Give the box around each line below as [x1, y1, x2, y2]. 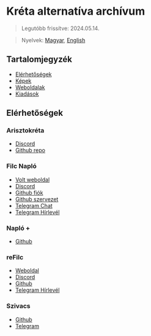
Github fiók [15, 189, 43, 196]
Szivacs [6, 302, 31, 310]
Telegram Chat [15, 202, 53, 209]
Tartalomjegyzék [6, 54, 72, 65]
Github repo [15, 147, 46, 154]
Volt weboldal [15, 176, 50, 183]
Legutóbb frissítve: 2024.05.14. [21, 25, 100, 32]
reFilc [6, 253, 24, 261]
